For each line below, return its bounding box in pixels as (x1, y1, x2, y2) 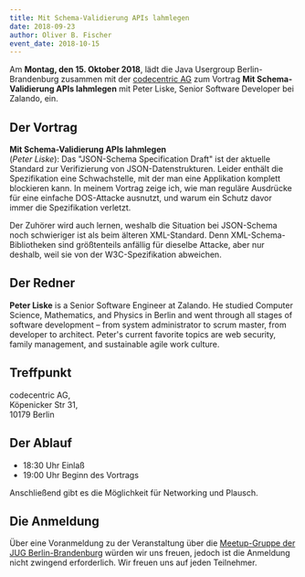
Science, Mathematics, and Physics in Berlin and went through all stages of (9, 309, 293, 320)
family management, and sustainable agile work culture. (9, 338, 220, 349)
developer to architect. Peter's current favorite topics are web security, (9, 328, 277, 339)
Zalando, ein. (9, 93, 58, 104)
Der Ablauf (9, 435, 73, 451)
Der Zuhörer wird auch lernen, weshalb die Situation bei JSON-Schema (9, 220, 278, 231)
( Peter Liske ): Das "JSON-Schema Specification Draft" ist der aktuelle (9, 154, 271, 165)
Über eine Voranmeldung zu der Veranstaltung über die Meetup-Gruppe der (9, 538, 296, 549)
